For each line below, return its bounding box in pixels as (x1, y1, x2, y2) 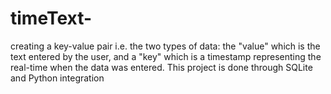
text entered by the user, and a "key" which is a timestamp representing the (10, 50, 322, 62)
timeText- (10, 7, 93, 30)
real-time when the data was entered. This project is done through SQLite (10, 61, 313, 73)
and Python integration (10, 72, 105, 84)
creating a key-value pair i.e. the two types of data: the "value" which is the (10, 40, 321, 52)
